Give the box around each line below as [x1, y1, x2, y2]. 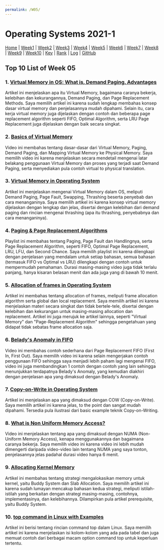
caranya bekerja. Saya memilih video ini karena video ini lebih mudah [5, 441, 144, 447]
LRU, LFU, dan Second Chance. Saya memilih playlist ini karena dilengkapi [5, 249, 155, 255]
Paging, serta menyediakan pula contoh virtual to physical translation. [5, 165, 146, 171]
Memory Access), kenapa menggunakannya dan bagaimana [22, 436, 144, 442]
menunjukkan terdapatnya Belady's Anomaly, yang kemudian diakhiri [5, 368, 144, 374]
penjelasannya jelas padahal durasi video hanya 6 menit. [5, 452, 119, 458]
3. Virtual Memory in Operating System [5, 178, 100, 184]
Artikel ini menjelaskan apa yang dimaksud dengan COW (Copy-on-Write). [5, 397, 155, 403]
